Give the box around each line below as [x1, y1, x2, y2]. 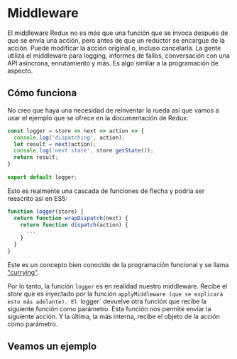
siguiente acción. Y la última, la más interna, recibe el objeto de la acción [7, 312, 220, 321]
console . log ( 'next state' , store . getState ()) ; [13, 147, 154, 155]
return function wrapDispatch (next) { [13, 214, 129, 222]
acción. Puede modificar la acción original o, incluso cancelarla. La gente [7, 43, 221, 52]
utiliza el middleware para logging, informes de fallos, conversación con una [7, 51, 231, 60]
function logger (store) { [7, 208, 84, 215]
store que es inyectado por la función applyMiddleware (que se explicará [7, 289, 224, 298]
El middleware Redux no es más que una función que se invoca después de [7, 28, 228, 37]
